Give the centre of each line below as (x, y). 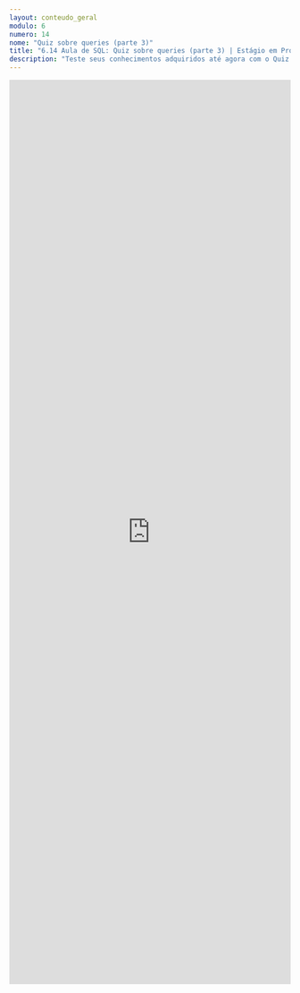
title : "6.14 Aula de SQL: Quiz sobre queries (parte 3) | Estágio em (143, 51)
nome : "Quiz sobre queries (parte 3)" (81, 43)
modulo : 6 (28, 26)
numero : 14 (29, 34)
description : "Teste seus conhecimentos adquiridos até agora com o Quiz (150, 59)
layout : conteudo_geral (54, 17)
